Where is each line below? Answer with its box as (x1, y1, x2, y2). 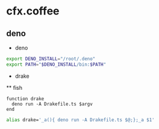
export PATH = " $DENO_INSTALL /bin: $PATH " (6, 61, 107, 68)
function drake (6, 95, 45, 102)
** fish (6, 84, 23, 91)
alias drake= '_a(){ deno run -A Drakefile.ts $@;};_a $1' (6, 116, 155, 123)
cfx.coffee (6, 4, 60, 18)
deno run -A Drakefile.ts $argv (11, 101, 93, 107)
